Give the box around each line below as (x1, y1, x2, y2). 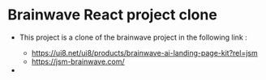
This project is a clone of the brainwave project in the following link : (19, 32, 248, 42)
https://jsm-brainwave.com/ (31, 57, 125, 66)
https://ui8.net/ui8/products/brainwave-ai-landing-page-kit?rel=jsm (31, 48, 258, 57)
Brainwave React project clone (7, 6, 218, 24)
